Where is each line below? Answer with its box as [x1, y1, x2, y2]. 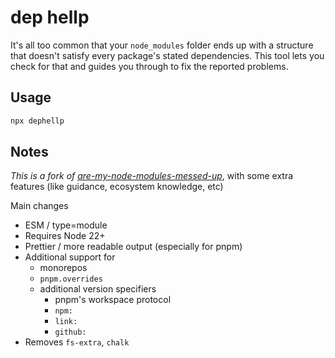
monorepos [39, 262, 88, 274]
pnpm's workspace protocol [54, 294, 172, 306]
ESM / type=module [24, 219, 108, 231]
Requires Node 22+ [24, 230, 106, 242]
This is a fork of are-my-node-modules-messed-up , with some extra [10, 170, 294, 182]
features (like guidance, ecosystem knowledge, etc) [10, 181, 224, 193]
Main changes [10, 200, 69, 212]
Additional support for [24, 251, 116, 263]
